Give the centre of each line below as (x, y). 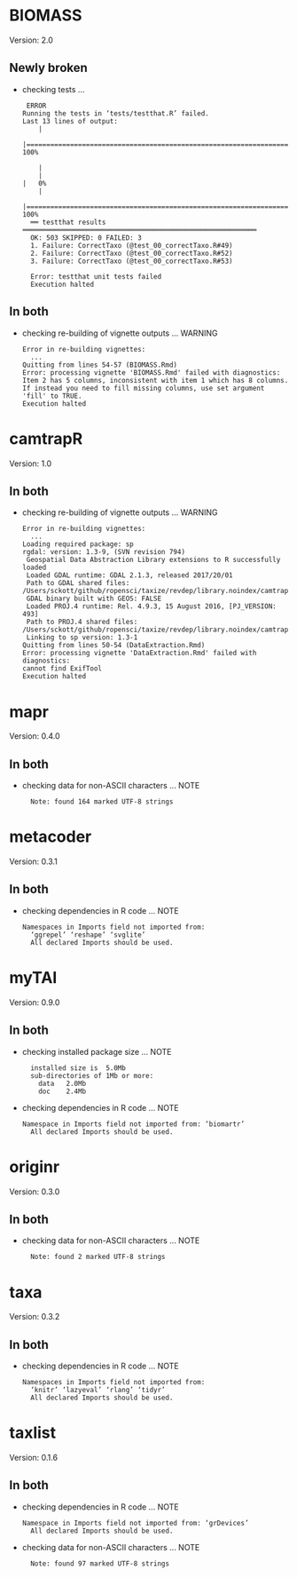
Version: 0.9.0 (35, 1002)
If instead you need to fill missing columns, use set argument (143, 388)
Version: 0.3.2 (35, 1317)
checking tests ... (53, 89)
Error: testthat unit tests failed (96, 276)
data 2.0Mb (63, 1083)
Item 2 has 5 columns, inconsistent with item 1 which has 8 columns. (155, 380)
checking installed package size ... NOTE (97, 1051)
